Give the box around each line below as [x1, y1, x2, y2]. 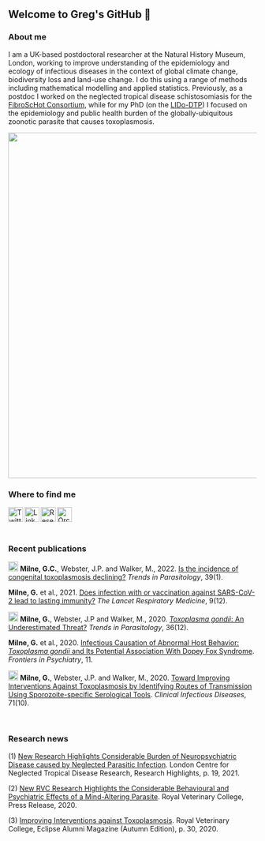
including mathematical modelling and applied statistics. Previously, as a [8, 83, 243, 92]
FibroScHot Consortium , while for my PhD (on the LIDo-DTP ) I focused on [8, 99, 248, 109]
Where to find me [8, 489, 77, 500]
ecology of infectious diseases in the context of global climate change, [8, 66, 238, 76]
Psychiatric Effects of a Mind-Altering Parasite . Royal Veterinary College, [8, 791, 244, 802]
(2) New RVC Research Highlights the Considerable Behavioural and [8, 783, 230, 793]
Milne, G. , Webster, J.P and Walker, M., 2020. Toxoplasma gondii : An [19, 614, 244, 624]
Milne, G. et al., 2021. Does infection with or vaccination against [8, 588, 215, 597]
